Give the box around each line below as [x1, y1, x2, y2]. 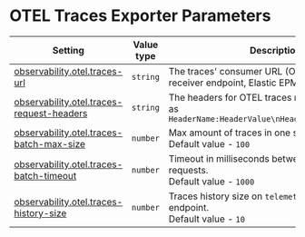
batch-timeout [14, 169, 77, 182]
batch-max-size [14, 137, 86, 150]
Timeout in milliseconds [168, 152, 270, 164]
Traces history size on [168, 190, 263, 202]
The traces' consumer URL [168, 64, 283, 77]
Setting [52, 44, 84, 56]
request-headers [14, 106, 88, 119]
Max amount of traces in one [168, 126, 291, 139]
